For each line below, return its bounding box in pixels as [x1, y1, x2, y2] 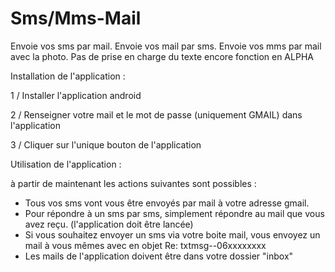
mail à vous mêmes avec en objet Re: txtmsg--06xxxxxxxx [24, 239, 267, 251]
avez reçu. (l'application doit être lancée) [24, 218, 194, 230]
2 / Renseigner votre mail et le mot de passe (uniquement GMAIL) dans [10, 108, 303, 121]
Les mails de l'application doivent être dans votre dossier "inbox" [24, 250, 294, 262]
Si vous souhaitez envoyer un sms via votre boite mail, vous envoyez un [24, 228, 321, 241]
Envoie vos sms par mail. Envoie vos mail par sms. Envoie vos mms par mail [10, 40, 322, 52]
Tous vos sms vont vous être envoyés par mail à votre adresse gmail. [24, 197, 310, 209]
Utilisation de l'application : [10, 158, 122, 170]
